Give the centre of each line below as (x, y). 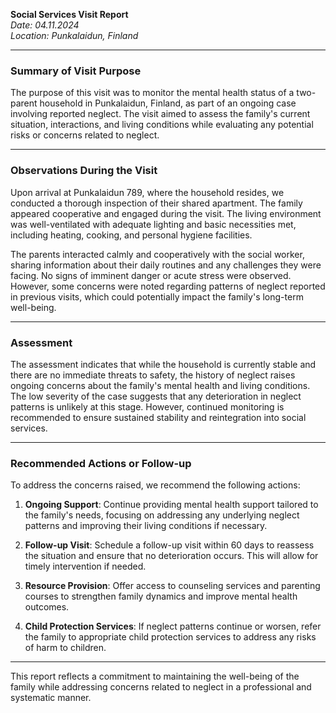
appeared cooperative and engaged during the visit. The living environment (166, 213)
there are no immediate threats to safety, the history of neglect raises (153, 375)
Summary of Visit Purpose (76, 71)
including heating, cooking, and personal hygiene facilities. (131, 235)
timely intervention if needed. (85, 566)
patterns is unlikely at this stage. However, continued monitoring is (147, 406)
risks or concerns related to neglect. (85, 135)
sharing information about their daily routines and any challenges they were (166, 265)
